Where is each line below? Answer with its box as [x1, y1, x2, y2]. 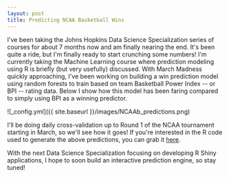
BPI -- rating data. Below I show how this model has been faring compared [7, 87, 219, 95]
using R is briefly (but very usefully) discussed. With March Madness [7, 65, 203, 73]
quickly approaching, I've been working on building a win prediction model [7, 72, 219, 80]
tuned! [7, 163, 25, 171]
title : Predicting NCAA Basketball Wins [7, 17, 125, 23]
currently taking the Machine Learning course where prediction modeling [7, 57, 215, 65]
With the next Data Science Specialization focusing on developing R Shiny [7, 149, 217, 157]
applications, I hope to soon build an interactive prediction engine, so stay [7, 156, 217, 164]
